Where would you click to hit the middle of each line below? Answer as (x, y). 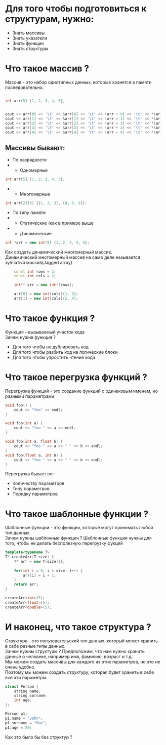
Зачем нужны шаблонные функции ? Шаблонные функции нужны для (79, 538)
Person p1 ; (16, 714)
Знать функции (28, 43)
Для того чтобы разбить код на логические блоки (65, 352)
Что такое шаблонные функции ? (77, 514)
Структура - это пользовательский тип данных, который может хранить (82, 641)
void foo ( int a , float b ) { (34, 442)
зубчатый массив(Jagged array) (39, 262)
